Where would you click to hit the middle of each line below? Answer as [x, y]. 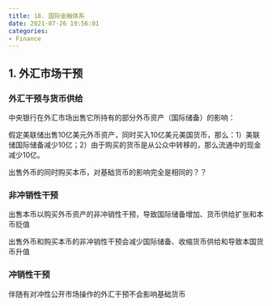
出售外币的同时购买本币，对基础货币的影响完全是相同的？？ [108, 172]
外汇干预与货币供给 [46, 98]
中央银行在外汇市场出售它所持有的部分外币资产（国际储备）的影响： [122, 117]
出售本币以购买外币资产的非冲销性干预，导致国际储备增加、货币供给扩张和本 [136, 215]
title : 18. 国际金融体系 [47, 16]
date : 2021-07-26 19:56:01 [54, 23]
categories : [28, 31]
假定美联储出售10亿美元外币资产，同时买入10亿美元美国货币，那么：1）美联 [134, 134]
